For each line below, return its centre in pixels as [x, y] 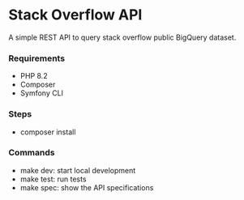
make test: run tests [53, 179]
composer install [48, 132]
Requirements [37, 58]
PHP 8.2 [34, 76]
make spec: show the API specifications [87, 187]
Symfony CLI [41, 93]
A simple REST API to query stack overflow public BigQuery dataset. [122, 37]
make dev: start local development [78, 170]
